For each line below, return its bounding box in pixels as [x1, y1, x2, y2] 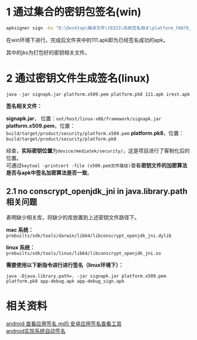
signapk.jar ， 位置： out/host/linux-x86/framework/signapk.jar [6, 115, 161, 122]
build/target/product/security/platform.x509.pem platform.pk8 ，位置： [6, 130, 184, 137]
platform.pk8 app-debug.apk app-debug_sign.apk [6, 278, 125, 284]
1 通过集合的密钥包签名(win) [6, 5, 142, 19]
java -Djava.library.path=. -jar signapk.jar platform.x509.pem [6, 273, 167, 279]
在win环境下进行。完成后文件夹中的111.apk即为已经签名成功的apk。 [6, 36, 169, 43]
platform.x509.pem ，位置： [6, 122, 76, 129]
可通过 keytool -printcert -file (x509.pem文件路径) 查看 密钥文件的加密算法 [6, 162, 188, 169]
